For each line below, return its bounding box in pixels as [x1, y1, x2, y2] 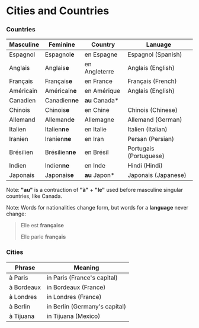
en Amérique [84, 87, 120, 95]
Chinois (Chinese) [127, 106, 178, 114]
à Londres [9, 292, 37, 301]
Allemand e [44, 115, 75, 124]
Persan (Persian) [127, 135, 175, 143]
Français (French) [127, 77, 177, 85]
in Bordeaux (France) [46, 283, 106, 291]
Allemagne [84, 115, 114, 124]
